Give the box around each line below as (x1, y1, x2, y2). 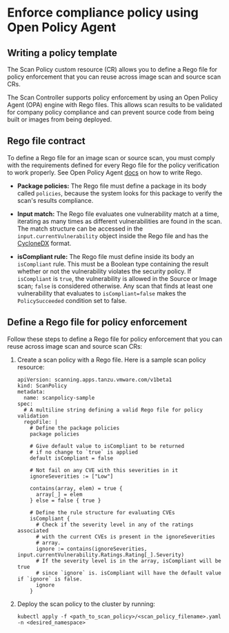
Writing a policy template (7, 47, 117, 59)
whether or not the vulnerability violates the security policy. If (17, 267, 192, 275)
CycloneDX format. (17, 239, 72, 247)
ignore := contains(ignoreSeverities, (35, 545, 148, 552)
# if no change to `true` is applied (30, 449, 138, 456)
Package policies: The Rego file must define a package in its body (17, 182, 207, 190)
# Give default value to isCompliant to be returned (30, 442, 185, 449)
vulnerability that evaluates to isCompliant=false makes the (17, 289, 186, 298)
